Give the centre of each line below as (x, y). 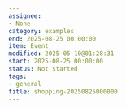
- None (20, 24)
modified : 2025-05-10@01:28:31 (61, 54)
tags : (17, 76)
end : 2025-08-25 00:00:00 (52, 39)
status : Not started (43, 69)
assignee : (25, 16)
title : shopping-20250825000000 (63, 91)
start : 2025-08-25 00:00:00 (56, 62)
